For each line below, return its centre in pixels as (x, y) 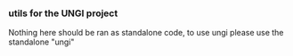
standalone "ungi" (41, 42)
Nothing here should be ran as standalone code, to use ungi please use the (146, 33)
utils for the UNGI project (63, 13)
